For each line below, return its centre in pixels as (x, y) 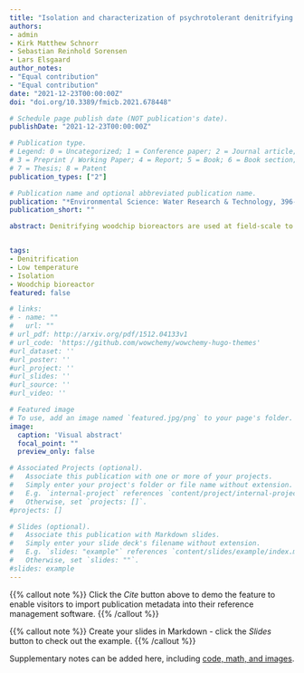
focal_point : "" (48, 443)
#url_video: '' (38, 394)
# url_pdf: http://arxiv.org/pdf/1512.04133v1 (99, 334)
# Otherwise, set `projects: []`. (78, 502)
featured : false (40, 293)
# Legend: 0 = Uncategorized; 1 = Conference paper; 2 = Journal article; (153, 152)
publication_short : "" (52, 210)
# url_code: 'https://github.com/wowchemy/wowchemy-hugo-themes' (135, 342)
